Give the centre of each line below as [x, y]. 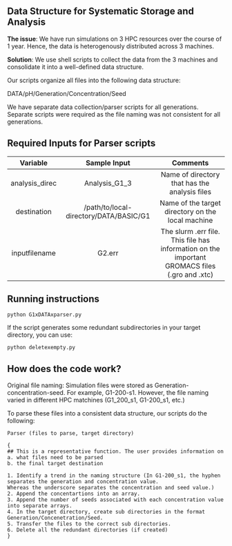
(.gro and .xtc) [191, 274]
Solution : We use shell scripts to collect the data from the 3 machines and [113, 59]
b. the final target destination [55, 464]
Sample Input [108, 163]
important [190, 257]
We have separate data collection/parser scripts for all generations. [103, 107]
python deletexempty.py [41, 348]
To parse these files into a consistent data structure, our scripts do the [107, 413]
